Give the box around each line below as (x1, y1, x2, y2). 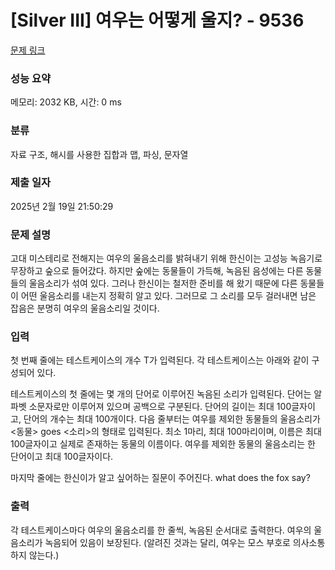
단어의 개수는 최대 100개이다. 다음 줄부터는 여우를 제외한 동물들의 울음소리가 (23, 413, 321, 425)
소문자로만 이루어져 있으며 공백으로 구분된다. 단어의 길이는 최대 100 (28, 401, 292, 413)
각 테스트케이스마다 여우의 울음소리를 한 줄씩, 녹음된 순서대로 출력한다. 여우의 (10, 524, 312, 536)
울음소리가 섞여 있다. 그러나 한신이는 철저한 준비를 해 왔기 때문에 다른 (28, 277, 298, 290)
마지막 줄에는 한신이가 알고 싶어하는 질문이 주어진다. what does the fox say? (10, 472, 311, 484)
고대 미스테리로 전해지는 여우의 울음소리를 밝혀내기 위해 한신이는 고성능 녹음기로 (10, 252, 323, 265)
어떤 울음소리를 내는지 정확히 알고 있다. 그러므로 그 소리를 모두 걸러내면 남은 (20, 290, 317, 302)
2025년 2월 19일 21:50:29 (10, 200, 114, 212)
